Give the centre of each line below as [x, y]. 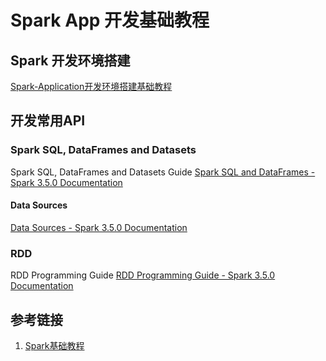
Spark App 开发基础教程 [110, 20]
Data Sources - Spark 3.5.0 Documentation [99, 227]
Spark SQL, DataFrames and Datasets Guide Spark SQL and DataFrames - [163, 172]
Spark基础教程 [54, 345]
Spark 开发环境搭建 [70, 60]
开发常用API [48, 121]
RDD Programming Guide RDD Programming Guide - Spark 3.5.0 [143, 275]
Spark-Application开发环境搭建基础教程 [91, 86]
